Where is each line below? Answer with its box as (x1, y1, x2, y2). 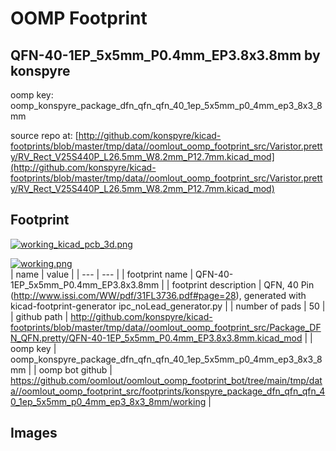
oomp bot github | (38, 363, 113, 376)
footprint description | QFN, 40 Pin (171, 278, 315, 291)
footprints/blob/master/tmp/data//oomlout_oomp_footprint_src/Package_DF (10, 321, 322, 333)
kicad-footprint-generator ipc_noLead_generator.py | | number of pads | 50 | (10, 300, 326, 312)
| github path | (10, 310, 69, 322)
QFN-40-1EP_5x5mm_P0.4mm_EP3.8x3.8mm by (10, 47, 321, 64)
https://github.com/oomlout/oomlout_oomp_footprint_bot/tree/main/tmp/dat (10, 374, 323, 386)
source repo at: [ (10, 130, 79, 141)
